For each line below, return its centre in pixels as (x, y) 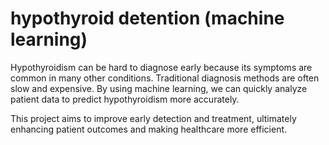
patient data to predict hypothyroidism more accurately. (125, 99)
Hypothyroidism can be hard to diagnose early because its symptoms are (161, 67)
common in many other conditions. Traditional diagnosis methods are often (165, 78)
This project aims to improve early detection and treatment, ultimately (153, 118)
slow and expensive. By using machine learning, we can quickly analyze (159, 88)
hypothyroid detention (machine (147, 18)
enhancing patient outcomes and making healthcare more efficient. (149, 129)
